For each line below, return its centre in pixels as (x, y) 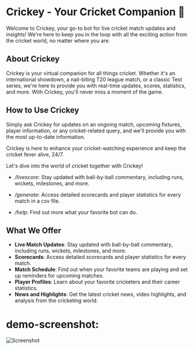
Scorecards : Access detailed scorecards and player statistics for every (100, 257)
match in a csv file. (37, 201)
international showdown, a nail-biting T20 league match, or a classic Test (94, 79)
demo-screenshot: (53, 324)
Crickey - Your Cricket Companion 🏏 (96, 12)
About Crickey (33, 59)
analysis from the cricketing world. (56, 300)
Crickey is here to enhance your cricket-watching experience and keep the (96, 148)
